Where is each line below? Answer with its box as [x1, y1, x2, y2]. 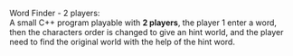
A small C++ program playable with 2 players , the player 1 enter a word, [9, 17, 278, 28]
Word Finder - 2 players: [9, 8, 100, 18]
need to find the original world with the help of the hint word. [9, 36, 235, 47]
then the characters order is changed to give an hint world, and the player [9, 27, 284, 37]
